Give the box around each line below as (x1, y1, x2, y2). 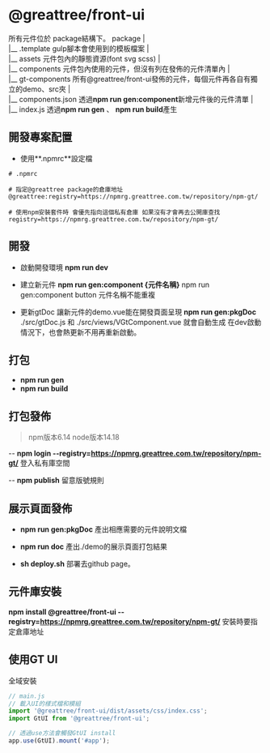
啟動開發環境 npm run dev (19, 262, 109, 272)
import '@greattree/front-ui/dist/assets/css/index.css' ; (8, 707, 208, 715)
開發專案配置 (8, 130, 73, 144)
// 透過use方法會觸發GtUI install (8, 729, 116, 738)
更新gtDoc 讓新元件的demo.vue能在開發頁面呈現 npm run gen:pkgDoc (19, 306, 257, 317)
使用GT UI (8, 652, 58, 666)
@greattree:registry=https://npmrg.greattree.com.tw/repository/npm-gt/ (8, 192, 259, 200)
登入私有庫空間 (19, 458, 70, 468)
